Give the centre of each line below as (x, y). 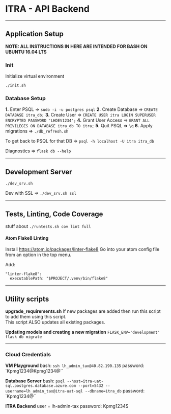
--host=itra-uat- (85, 381)
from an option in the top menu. (38, 255)
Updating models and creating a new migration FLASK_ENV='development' (83, 332)
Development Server (39, 172)
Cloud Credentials (28, 354)
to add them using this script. (36, 316)
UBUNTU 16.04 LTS (26, 52)
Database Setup (25, 98)
